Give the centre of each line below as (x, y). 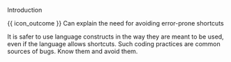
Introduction (25, 10)
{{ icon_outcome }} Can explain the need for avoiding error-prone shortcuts (116, 23)
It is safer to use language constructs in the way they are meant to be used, (116, 37)
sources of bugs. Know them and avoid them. (73, 51)
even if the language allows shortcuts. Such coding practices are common (114, 44)
